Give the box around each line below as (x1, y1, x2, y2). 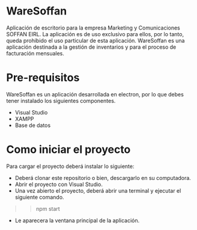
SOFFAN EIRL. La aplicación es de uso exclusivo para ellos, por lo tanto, (6, 30, 184, 37)
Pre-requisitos (6, 71, 80, 85)
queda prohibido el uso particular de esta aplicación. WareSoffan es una (6, 37, 185, 44)
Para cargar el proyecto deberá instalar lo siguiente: (6, 163, 135, 170)
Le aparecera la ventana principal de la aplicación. (14, 217, 140, 224)
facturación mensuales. (6, 49, 65, 57)
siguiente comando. (14, 193, 64, 200)
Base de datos (14, 122, 51, 129)
